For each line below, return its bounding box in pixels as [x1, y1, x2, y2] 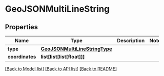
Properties [5, 23, 38, 31]
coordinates [7, 54, 37, 60]
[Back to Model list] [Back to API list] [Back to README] [5, 66, 117, 72]
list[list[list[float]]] [41, 54, 85, 60]
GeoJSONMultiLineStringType [41, 45, 112, 52]
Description [117, 38, 145, 44]
